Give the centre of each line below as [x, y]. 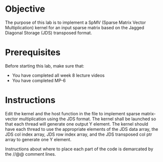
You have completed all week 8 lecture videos [58, 75]
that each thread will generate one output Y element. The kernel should [77, 124]
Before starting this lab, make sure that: [45, 66]
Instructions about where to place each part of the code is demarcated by [79, 149]
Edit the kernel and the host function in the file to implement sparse [73, 113]
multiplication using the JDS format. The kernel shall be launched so [87, 119]
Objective [25, 9]
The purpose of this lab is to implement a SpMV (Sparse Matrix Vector [76, 22]
